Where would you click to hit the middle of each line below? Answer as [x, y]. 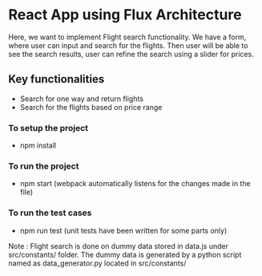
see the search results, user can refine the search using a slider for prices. [131, 54]
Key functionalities [56, 79]
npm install [38, 145]
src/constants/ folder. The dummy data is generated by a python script [125, 254]
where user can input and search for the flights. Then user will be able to [128, 45]
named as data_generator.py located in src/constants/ [97, 263]
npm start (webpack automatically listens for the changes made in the [135, 184]
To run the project [44, 166]
